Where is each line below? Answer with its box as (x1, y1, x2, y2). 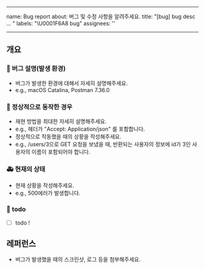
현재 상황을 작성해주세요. (15, 182, 74, 189)
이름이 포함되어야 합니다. (31, 148, 90, 156)
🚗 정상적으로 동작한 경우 (6, 102, 73, 111)
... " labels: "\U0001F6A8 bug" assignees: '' (6, 20, 116, 27)
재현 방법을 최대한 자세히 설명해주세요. (15, 117, 107, 125)
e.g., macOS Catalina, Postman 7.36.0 (15, 86, 110, 93)
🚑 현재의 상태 (6, 165, 46, 173)
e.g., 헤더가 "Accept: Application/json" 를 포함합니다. (15, 125, 145, 132)
